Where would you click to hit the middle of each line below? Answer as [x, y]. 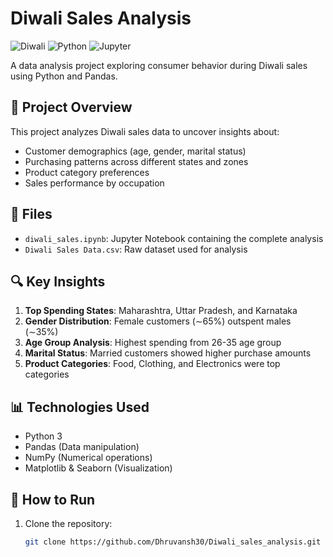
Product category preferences [87, 172]
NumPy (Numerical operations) [88, 458]
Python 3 [43, 436]
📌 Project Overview [71, 107]
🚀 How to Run [53, 499]
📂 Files [31, 214]
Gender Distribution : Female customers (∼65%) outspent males [158, 321]
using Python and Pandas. [64, 76]
